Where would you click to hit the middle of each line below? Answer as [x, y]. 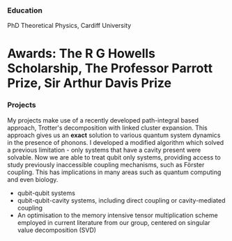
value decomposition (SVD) [56, 230]
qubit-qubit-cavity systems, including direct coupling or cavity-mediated [121, 200]
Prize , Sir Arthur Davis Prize [90, 83]
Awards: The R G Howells [81, 54]
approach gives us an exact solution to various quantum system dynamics [114, 135]
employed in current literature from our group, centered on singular [114, 222]
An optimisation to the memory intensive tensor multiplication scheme [117, 215]
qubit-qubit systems [46, 193]
